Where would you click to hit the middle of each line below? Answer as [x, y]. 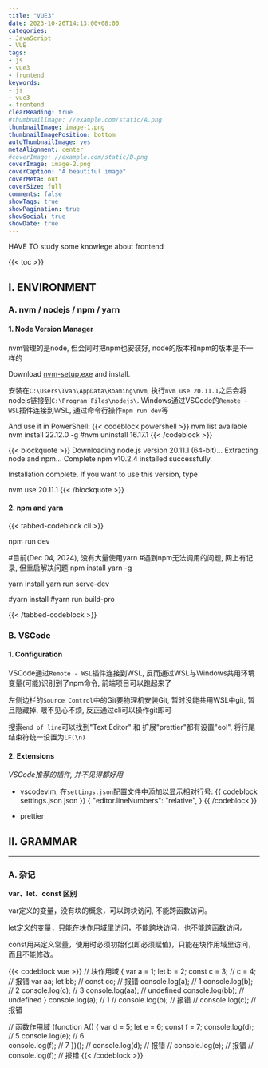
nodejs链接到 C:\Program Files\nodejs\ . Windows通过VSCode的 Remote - [128, 400]
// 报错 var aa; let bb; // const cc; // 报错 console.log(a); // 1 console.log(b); [131, 982]
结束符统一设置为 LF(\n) [47, 737]
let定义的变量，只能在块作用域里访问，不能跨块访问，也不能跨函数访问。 [128, 927]
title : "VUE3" [32, 16]
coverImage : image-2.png [49, 165]
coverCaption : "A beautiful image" [67, 172]
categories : [28, 30]
